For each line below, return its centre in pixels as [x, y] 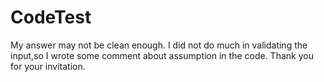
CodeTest [51, 17]
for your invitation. [48, 66]
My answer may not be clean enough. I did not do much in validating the [159, 45]
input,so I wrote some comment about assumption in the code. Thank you [162, 55]
